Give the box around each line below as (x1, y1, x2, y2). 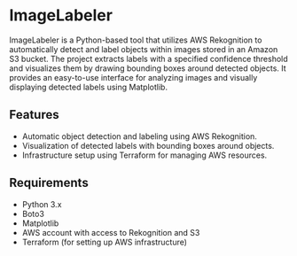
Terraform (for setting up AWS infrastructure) (21, 237, 188, 247)
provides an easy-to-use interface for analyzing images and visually (9, 72, 258, 82)
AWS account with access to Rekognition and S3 (21, 227, 200, 237)
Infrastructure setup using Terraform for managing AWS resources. (21, 150, 268, 160)
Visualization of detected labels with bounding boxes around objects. (21, 140, 275, 151)
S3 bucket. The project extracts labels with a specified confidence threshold (9, 53, 288, 64)
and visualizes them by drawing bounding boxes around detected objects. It (9, 63, 286, 74)
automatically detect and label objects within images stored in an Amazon (9, 43, 278, 54)
